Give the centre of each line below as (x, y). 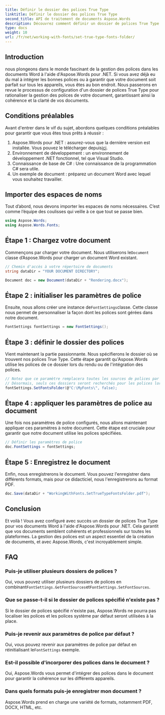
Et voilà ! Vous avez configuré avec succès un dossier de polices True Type (82, 520)
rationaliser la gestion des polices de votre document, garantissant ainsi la (80, 95)
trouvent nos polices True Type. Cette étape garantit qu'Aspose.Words (76, 359)
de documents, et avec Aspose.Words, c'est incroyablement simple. (74, 542)
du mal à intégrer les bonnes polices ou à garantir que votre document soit (81, 79)
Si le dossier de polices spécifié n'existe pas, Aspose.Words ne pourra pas (81, 611)
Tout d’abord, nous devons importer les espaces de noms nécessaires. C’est (82, 206)
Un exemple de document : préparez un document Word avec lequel (81, 174)
